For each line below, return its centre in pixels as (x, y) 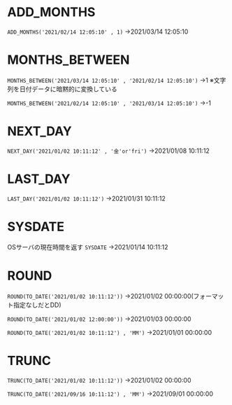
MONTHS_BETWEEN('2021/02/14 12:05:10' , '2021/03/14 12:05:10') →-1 (109, 103)
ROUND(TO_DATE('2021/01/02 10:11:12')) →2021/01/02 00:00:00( (100, 296)
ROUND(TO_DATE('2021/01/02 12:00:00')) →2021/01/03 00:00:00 (99, 319)
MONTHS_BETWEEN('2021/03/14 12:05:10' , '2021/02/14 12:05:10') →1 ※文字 (117, 80)
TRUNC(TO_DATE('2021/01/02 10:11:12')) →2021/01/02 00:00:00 (99, 380)
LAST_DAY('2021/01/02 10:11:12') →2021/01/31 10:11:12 (86, 198)
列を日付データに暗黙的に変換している (62, 89)
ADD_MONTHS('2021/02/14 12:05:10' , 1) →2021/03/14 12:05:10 (98, 32)
